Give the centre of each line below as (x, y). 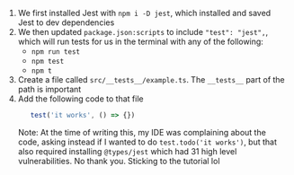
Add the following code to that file (80, 99)
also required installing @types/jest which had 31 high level (127, 151)
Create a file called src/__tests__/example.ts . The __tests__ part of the (151, 79)
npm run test (56, 52)
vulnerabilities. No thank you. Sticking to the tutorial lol (119, 161)
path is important (49, 89)
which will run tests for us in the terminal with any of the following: (140, 41)
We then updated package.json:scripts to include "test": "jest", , (143, 32)
